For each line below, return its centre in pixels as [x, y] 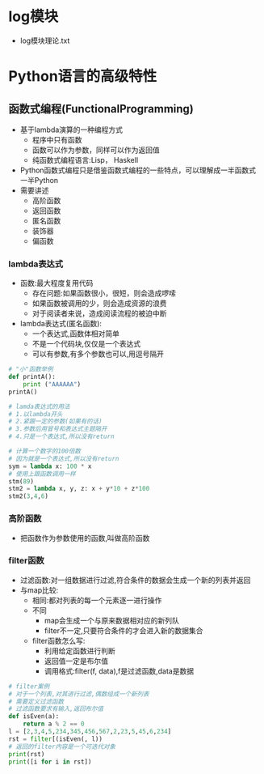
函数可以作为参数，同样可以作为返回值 [96, 150]
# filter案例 [29, 686]
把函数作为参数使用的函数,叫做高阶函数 [85, 538]
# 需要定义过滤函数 [36, 701]
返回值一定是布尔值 [76, 661]
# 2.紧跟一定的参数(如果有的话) [55, 422]
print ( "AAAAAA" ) [52, 384]
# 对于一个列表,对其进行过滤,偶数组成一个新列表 [79, 694]
